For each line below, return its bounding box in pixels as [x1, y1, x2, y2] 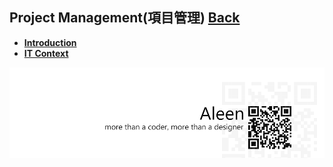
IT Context [23, 47, 69, 59]
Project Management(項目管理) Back [9, 9, 241, 27]
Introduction [23, 36, 77, 48]
